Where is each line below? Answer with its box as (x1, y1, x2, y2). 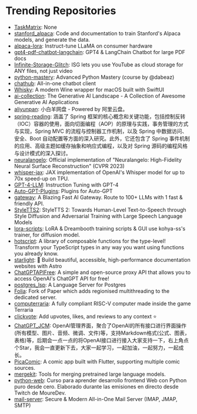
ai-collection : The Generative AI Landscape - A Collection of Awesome (14, 92, 186, 99)
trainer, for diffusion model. (14, 231, 81, 238)
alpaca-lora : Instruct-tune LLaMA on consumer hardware (14, 42, 153, 49)
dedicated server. (14, 293, 57, 301)
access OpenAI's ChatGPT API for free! (14, 275, 109, 282)
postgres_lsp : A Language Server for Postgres (14, 281, 126, 288)
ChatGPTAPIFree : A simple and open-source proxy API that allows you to (14, 269, 191, 276)
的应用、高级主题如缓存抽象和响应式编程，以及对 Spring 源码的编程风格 (14, 142, 188, 149)
